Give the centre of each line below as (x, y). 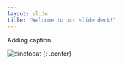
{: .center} (57, 54)
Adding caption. (30, 40)
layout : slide (28, 14)
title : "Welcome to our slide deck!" (62, 20)
